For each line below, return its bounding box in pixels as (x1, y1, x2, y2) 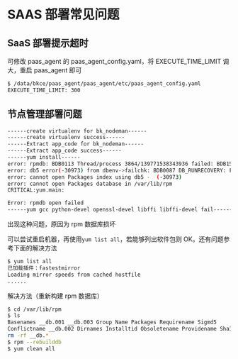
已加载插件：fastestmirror (7, 264, 81, 272)
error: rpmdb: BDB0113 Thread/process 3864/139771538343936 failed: (7, 160, 214, 167)
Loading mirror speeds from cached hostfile (7, 271, 141, 278)
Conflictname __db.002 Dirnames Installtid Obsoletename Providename (7, 326, 217, 333)
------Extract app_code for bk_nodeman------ (7, 140, 144, 148)
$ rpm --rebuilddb (7, 338, 62, 346)
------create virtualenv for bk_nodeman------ (7, 127, 147, 135)
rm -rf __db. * (7, 332, 50, 339)
